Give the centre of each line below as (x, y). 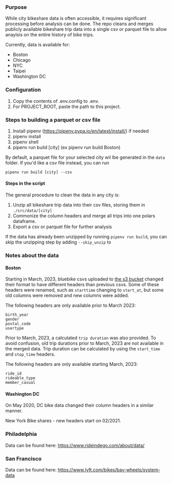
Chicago (22, 60)
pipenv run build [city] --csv (39, 172)
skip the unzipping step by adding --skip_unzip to (58, 242)
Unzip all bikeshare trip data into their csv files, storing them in (79, 205)
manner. (14, 411)
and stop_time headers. (30, 354)
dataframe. (24, 221)
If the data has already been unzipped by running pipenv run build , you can (86, 237)
